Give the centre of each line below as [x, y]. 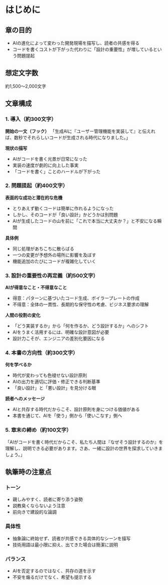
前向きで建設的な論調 [34, 512]
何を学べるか [18, 365]
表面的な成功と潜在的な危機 [34, 198]
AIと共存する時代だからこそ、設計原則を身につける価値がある [76, 409]
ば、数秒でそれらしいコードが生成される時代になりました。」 [68, 137]
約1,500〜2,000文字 [26, 86]
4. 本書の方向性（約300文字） [42, 353]
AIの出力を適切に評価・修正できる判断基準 [56, 382]
